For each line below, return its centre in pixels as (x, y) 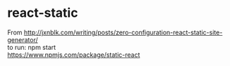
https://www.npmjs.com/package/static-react (74, 55)
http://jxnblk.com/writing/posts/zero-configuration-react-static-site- (123, 32)
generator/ (23, 39)
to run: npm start (32, 47)
